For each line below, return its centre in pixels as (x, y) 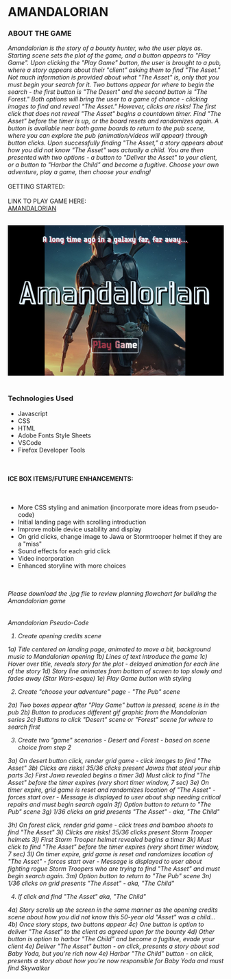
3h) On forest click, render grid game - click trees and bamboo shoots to (111, 825)
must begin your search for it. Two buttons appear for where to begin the (111, 85)
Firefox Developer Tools (51, 450)
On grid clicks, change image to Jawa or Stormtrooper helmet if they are (120, 536)
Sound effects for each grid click (64, 551)
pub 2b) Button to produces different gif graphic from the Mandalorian (108, 712)
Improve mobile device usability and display (80, 529)
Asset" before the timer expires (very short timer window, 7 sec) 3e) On (109, 782)
